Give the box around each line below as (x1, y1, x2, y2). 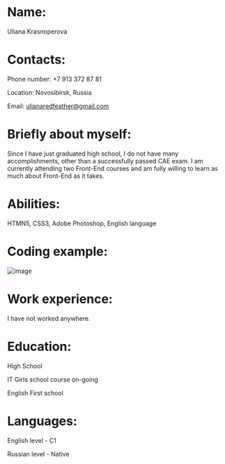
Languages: (7, 413, 78, 429)
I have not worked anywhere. (7, 314, 91, 322)
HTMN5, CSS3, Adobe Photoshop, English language (7, 219, 157, 227)
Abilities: (7, 196, 61, 211)
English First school (7, 389, 64, 397)
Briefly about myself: (7, 126, 132, 142)
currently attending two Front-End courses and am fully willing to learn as (7, 164, 218, 172)
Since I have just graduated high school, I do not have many (7, 149, 179, 158)
